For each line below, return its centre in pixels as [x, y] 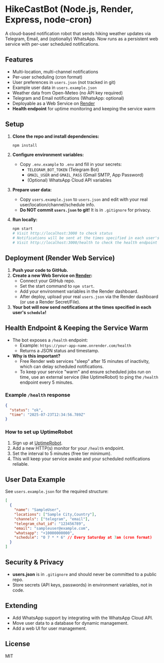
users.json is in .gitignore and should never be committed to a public [84, 574]
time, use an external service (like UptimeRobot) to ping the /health [89, 377]
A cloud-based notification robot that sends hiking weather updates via [78, 33]
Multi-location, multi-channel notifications [55, 72]
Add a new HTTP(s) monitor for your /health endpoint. [68, 448]
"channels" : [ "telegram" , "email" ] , [52, 519]
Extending [21, 606]
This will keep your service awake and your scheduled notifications [81, 459]
